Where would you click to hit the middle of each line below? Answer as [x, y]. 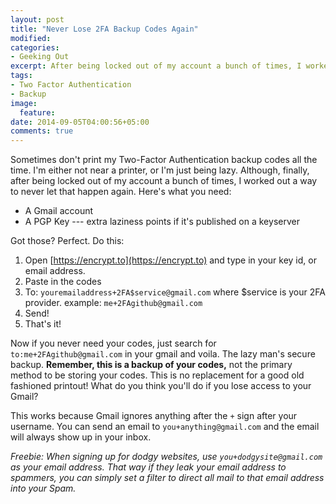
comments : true [42, 131]
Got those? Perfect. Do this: [67, 241]
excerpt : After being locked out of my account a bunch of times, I [156, 66]
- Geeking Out [40, 57]
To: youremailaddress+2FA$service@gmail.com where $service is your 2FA [175, 292]
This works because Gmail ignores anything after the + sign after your [154, 416]
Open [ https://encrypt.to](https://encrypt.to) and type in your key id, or [170, 260]
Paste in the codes [63, 282]
